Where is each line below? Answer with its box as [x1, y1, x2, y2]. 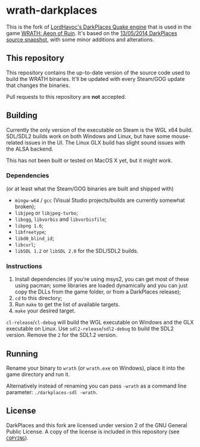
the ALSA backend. [6, 145, 54, 152]
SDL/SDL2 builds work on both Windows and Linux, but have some [6, 132, 171, 140]
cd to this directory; [14, 295, 62, 302]
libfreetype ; [14, 228, 46, 235]
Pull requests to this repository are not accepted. [6, 93, 126, 100]
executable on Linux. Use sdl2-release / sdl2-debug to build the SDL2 [6, 325, 174, 332]
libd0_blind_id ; [14, 235, 55, 242]
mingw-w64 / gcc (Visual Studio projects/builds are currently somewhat [14, 196, 185, 204]
